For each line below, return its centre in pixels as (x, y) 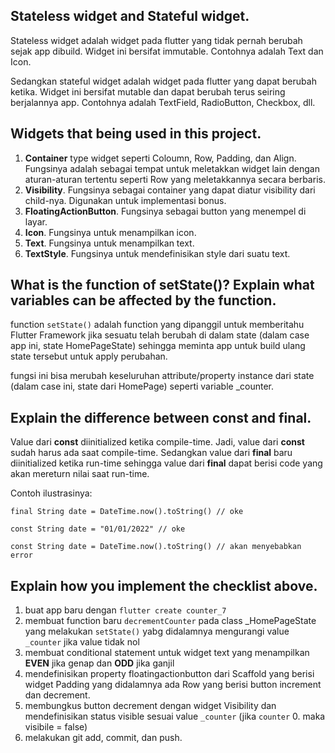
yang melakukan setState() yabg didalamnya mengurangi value (157, 631)
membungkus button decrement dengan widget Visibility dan (150, 706)
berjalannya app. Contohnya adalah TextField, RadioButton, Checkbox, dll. (163, 102)
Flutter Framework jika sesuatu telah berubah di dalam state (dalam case (160, 335)
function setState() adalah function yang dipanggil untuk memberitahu (157, 325)
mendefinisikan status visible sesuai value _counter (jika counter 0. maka (175, 716)
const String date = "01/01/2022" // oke (98, 529)
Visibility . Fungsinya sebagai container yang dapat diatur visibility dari (170, 190)
